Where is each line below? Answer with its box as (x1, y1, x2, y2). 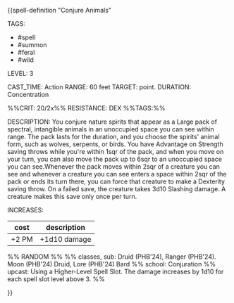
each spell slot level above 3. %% (7, 275, 106, 283)
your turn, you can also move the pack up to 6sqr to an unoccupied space (7, 155, 222, 163)
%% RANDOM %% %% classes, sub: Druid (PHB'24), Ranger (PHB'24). (7, 252, 216, 261)
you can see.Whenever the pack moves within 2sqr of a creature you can (7, 162, 221, 171)
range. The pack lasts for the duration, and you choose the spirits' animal (7, 133, 220, 141)
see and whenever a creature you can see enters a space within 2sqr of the (7, 170, 227, 178)
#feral (17, 49, 35, 56)
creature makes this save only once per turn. (7, 193, 137, 200)
